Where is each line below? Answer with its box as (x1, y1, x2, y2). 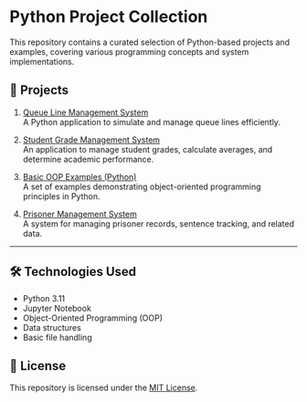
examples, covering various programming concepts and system (9, 46, 249, 57)
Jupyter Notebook (22, 302, 91, 313)
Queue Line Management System (22, 107, 149, 118)
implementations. (9, 56, 75, 67)
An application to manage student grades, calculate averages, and (22, 143, 273, 154)
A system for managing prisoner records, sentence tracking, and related (22, 217, 295, 229)
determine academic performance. (22, 153, 154, 164)
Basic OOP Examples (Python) (22, 171, 137, 182)
